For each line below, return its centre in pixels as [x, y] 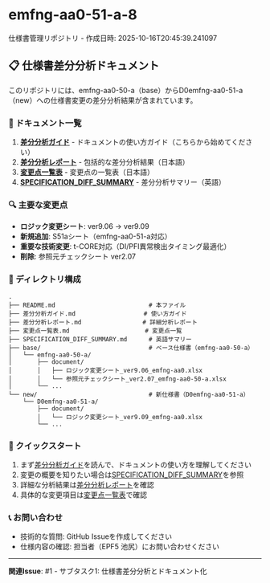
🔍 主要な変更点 [38, 205]
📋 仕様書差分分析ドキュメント [84, 66]
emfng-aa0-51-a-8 [73, 15]
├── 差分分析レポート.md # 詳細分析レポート [103, 322]
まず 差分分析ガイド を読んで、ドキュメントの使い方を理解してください [135, 464]
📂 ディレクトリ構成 [45, 279]
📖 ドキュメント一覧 [45, 123]
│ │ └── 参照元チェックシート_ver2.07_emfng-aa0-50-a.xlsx [117, 379]
